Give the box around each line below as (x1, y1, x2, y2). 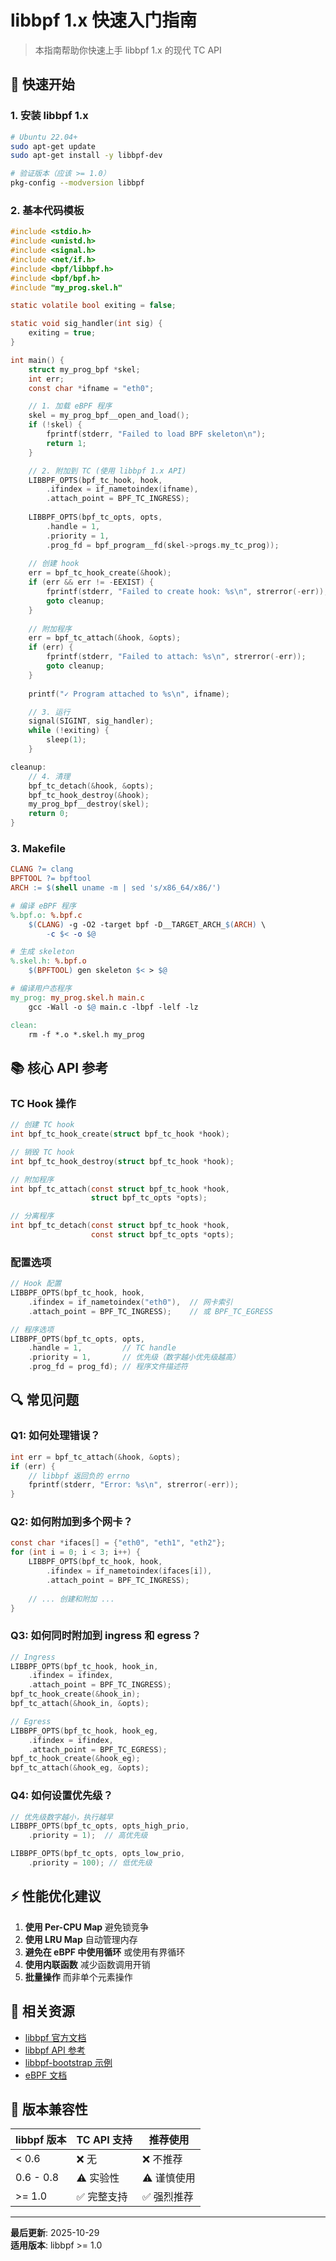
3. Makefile (10, 841, 66, 855)
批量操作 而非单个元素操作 (24, 1971, 133, 1983)
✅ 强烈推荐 (142, 2190, 194, 2204)
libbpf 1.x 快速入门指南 (10, 9, 198, 32)
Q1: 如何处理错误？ (10, 1429, 101, 1443)
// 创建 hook (28, 559, 80, 569)
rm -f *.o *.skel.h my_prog (28, 1029, 145, 1040)
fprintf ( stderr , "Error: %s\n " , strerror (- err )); (28, 1480, 240, 1490)
